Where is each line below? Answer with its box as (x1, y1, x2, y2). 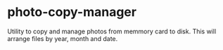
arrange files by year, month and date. (7, 34, 118, 42)
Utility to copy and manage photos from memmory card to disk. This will (7, 27, 217, 35)
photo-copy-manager (7, 4, 137, 20)
